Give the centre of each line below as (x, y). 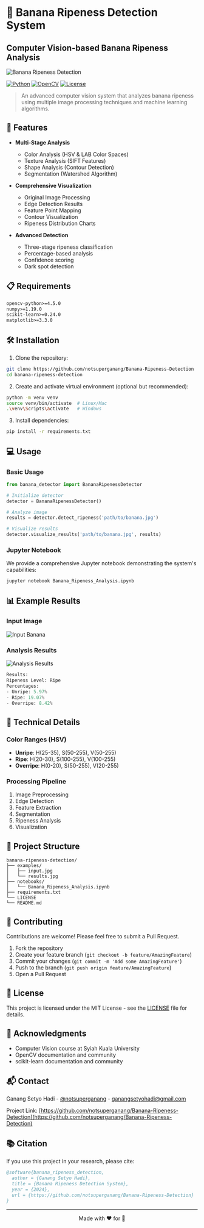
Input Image (24, 621)
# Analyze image (27, 512)
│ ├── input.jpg (29, 871)
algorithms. (35, 109)
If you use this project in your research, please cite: (70, 1162)
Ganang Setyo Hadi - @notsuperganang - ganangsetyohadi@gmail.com (96, 1099)
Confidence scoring (49, 260)
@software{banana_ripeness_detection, (55, 1173)
